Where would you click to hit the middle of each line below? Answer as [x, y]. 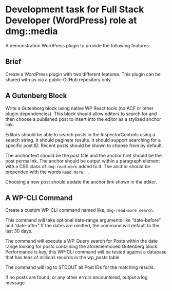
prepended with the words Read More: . [47, 172]
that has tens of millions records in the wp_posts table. [63, 258]
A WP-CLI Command [39, 198]
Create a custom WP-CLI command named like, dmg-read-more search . [80, 210]
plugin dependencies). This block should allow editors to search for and [81, 114]
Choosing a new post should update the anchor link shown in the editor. [81, 181]
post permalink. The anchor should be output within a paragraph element [83, 161]
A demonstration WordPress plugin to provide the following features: [78, 45]
